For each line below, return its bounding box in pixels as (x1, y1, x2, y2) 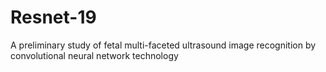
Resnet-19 (10, 6, 97, 29)
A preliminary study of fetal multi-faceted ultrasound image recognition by (10, 39, 317, 51)
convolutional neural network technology (10, 49, 179, 61)
